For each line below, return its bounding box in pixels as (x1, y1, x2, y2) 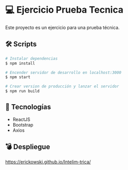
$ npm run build (5, 89, 40, 94)
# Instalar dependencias (5, 56, 58, 61)
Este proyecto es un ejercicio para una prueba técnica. (5, 24, 120, 31)
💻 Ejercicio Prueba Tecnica (5, 4, 123, 16)
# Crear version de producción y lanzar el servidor (5, 84, 119, 89)
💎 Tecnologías (5, 103, 51, 111)
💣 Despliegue (5, 142, 50, 151)
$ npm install (5, 61, 36, 66)
